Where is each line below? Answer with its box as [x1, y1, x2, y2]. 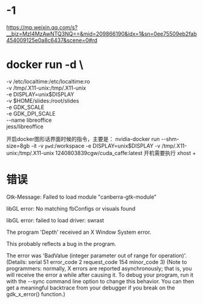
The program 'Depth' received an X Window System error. [6, 228, 151, 236]
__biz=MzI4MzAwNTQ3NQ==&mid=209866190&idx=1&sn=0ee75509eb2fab [6, 30, 197, 37]
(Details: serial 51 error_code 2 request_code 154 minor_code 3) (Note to [6, 258, 187, 265]
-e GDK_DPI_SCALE [6, 110, 56, 117]
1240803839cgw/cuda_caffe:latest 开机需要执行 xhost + [55, 149, 196, 156]
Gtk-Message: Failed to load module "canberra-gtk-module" [6, 193, 157, 200]
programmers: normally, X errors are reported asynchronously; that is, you [6, 265, 192, 272]
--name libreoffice [6, 116, 52, 124]
